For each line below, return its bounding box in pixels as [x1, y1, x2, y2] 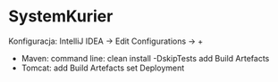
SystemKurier [8, 6, 114, 27]
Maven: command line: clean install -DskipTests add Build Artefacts [21, 53, 270, 63]
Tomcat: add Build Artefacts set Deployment [21, 62, 185, 73]
